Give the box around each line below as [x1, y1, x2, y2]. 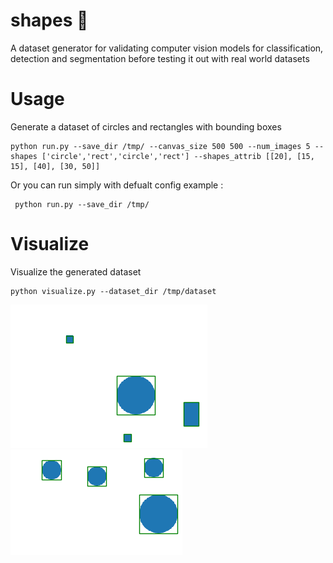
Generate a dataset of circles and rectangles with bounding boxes [10, 120, 282, 133]
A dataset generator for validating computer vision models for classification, [10, 42, 324, 54]
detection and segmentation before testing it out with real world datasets [10, 52, 310, 64]
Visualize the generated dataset [10, 265, 142, 278]
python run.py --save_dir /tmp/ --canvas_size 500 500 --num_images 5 [10, 141, 311, 151]
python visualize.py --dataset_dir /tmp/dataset [10, 286, 217, 296]
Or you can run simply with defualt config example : [10, 179, 224, 191]
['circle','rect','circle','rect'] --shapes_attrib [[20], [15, [41, 151, 315, 161]
